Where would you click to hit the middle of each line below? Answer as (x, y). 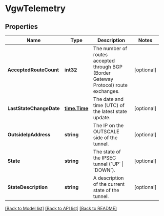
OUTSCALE (106, 131)
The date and (108, 99)
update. (102, 118)
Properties (21, 27)
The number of (110, 48)
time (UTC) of (109, 105)
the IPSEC (104, 158)
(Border (102, 73)
